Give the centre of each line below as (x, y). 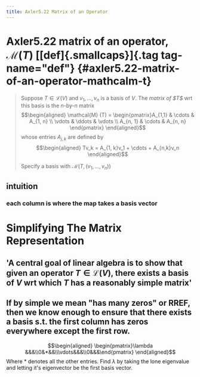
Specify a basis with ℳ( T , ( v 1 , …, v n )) (66, 167)
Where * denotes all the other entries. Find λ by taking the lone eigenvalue (98, 361)
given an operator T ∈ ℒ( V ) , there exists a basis (98, 273)
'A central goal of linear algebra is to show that (95, 263)
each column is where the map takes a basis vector (82, 203)
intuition (22, 186)
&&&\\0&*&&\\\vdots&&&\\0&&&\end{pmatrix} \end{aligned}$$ (100, 352)
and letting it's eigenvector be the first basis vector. (70, 367)
